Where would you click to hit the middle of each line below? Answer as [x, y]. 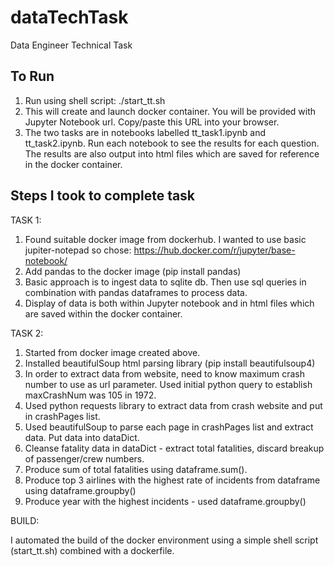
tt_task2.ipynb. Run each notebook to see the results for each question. [172, 143]
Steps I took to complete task [103, 196]
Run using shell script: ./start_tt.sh [95, 100]
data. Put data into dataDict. [82, 437]
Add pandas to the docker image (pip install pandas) [133, 271]
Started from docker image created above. [112, 352]
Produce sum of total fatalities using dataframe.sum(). [136, 469]
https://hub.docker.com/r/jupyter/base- [214, 250]
